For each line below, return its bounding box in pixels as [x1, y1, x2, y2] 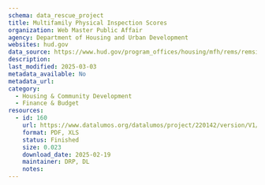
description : [8, 56, 51, 64]
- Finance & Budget [15, 99, 80, 107]
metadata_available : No [8, 70, 87, 78]
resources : [8, 107, 44, 115]
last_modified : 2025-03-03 [8, 63, 97, 71]
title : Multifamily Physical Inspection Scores [8, 19, 168, 27]
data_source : [8, 48, 51, 56]
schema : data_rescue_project [8, 11, 104, 20]
